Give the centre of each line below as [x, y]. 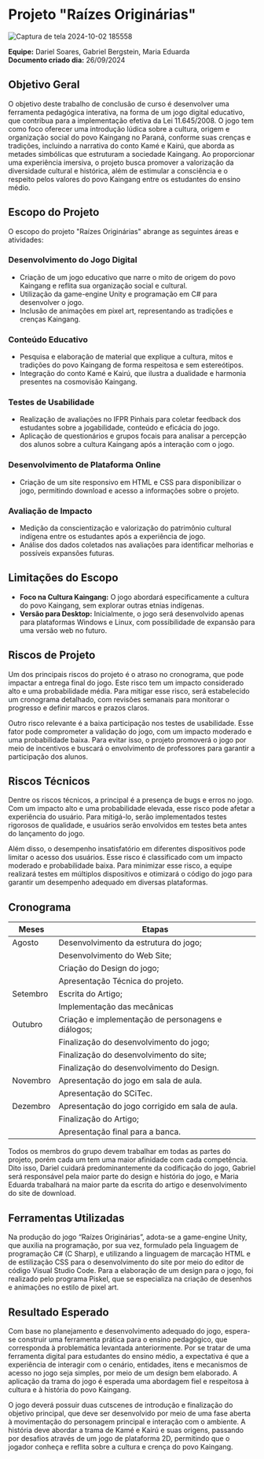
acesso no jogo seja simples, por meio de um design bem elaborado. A [123, 1372]
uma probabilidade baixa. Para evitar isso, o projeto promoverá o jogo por [127, 739]
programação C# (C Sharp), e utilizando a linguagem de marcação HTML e [130, 1254]
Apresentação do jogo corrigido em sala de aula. [148, 1107]
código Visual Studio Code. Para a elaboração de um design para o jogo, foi [131, 1271]
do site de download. [42, 1193]
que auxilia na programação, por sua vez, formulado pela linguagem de [123, 1245]
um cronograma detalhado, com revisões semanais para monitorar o [119, 699]
